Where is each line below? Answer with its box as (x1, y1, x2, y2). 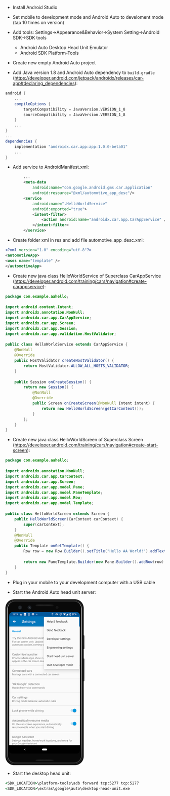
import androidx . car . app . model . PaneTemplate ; (5, 490, 103, 495)
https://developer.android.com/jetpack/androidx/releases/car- (14, 75, 144, 81)
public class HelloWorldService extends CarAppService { (5, 342, 128, 347)
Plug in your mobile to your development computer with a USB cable (12, 579, 155, 585)
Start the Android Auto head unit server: (12, 589, 96, 595)
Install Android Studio (12, 5, 58, 10)
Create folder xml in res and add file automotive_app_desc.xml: (12, 237, 144, 243)
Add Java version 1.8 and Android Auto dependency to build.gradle (12, 69, 155, 75)
